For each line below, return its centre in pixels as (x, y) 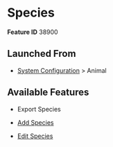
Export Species (39, 109)
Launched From (42, 54)
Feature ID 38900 (33, 32)
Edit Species (35, 136)
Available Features (48, 93)
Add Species (35, 122)
